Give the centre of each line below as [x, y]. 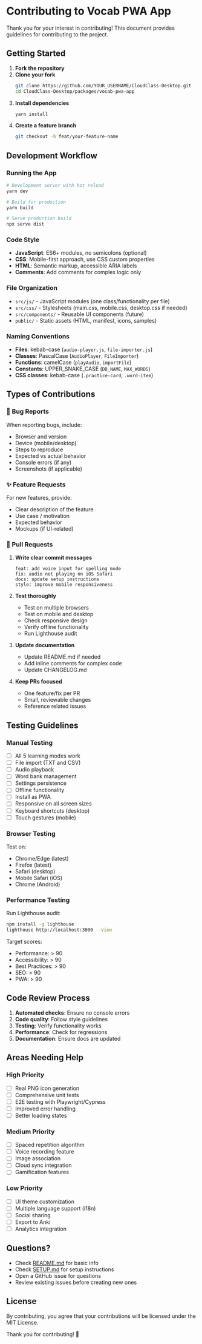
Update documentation [45, 645]
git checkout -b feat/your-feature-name [67, 137]
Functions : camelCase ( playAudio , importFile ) [73, 363]
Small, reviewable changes [57, 700]
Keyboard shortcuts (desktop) [52, 810]
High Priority [25, 1075]
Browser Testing [31, 833]
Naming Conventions [38, 336]
